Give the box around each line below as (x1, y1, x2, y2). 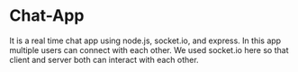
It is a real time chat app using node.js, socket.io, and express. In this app (9, 35, 282, 46)
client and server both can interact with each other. (9, 54, 200, 65)
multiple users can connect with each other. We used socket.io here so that (9, 44, 289, 55)
